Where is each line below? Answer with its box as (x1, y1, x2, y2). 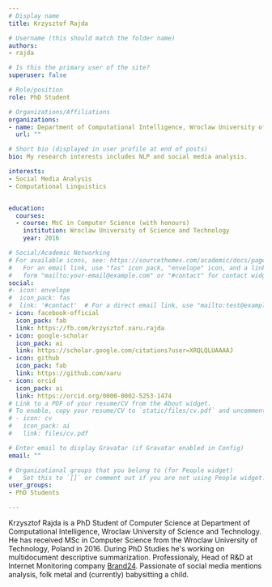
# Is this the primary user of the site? (8, 64, 151, 72)
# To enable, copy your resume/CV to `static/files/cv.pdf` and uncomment (8, 406, 266, 415)
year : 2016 (23, 234, 60, 243)
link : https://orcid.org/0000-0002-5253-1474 (15, 392, 172, 400)
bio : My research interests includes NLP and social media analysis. (8, 153, 249, 161)
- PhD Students (8, 489, 60, 497)
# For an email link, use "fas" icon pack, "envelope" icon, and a (8, 264, 249, 272)
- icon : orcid (8, 376, 57, 385)
